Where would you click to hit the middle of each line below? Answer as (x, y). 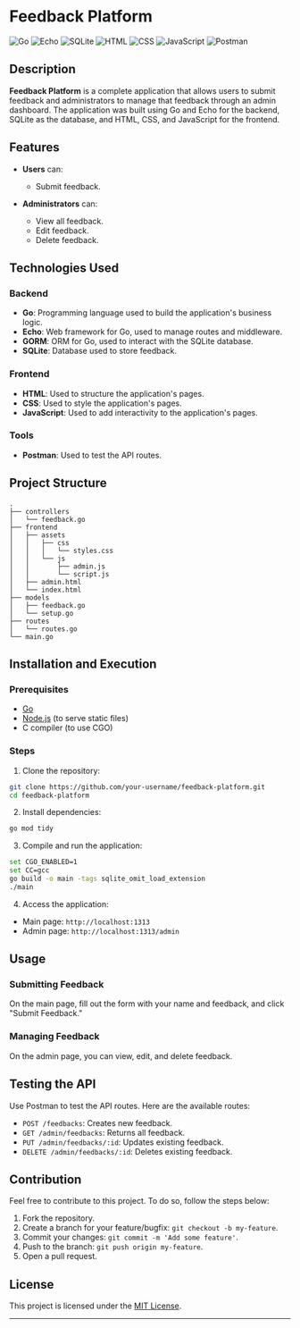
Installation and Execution (83, 664)
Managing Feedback (54, 1037)
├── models (29, 597)
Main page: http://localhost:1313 (86, 921)
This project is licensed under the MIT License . (96, 1306)
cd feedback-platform (50, 795)
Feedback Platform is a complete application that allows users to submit (142, 90)
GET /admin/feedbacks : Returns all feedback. (104, 1132)
